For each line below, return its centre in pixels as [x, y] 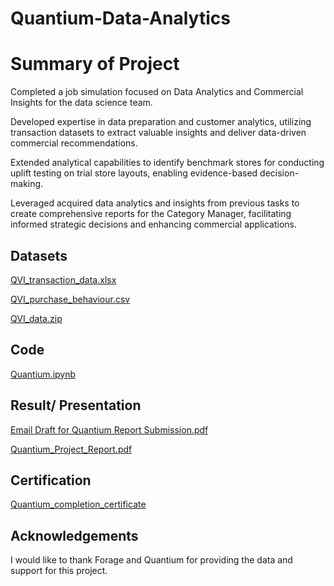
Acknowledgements [74, 535]
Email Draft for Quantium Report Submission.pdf [109, 429]
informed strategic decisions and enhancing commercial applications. [153, 224]
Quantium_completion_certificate [78, 504]
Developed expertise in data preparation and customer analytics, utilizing [161, 122]
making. [27, 184]
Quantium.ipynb [43, 374]
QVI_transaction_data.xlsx [63, 279]
